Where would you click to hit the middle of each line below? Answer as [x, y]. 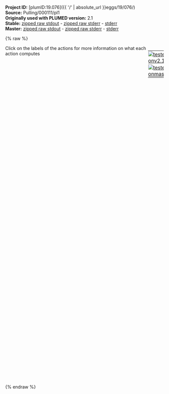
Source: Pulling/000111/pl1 [32, 13]
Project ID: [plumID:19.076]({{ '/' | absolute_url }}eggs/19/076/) [70, 7]
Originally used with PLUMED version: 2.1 [49, 18]
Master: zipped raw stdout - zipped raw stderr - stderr [62, 29]
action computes [23, 53]
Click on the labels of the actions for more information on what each [76, 48]
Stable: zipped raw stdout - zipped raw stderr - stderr [61, 23]
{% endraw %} [21, 387]
